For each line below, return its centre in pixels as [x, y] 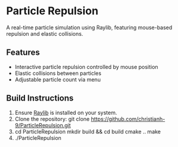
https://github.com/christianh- [128, 119]
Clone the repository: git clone [52, 119]
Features [23, 53]
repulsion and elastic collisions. [45, 33]
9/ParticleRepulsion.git [43, 125]
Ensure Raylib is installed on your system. [66, 112]
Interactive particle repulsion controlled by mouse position [86, 67]
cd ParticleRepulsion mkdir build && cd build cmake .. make [88, 132]
